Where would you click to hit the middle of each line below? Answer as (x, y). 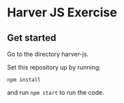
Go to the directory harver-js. (48, 54)
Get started (32, 38)
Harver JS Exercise (62, 13)
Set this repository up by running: (54, 67)
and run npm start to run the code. (56, 92)
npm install (24, 80)
